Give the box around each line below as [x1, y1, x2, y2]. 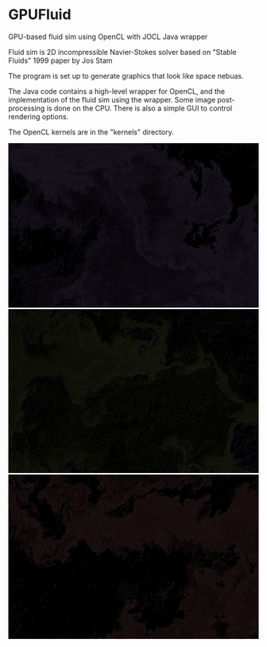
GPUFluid [8, 6, 72, 24]
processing [8, 103, 45, 113]
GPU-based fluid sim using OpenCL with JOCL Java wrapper [8, 32, 208, 41]
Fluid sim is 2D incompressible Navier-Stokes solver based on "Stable [8, 47, 237, 56]
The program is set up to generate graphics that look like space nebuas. [8, 71, 244, 80]
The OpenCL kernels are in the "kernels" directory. [8, 127, 174, 137]
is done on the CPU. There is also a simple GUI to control [46, 103, 233, 113]
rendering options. [8, 111, 69, 121]
